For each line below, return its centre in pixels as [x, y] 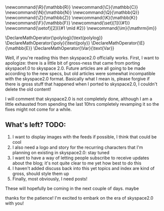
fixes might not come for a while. [39, 109]
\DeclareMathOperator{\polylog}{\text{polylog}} [54, 38]
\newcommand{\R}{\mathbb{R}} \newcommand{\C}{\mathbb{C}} [72, 7]
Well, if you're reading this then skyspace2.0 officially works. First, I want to [82, 58]
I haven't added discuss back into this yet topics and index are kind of [83, 168]
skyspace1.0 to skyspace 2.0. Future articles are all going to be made [75, 68]
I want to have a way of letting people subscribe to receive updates [81, 158]
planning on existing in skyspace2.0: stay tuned [61, 152]
